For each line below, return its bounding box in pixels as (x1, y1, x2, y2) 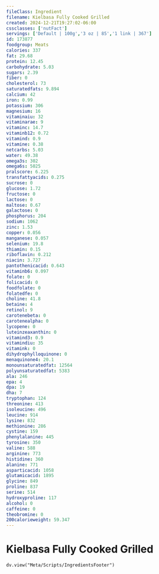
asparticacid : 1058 (6, 467, 54, 473)
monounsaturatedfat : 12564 (6, 362, 73, 368)
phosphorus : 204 (6, 213, 46, 219)
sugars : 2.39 (6, 70, 38, 75)
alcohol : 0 (6, 500, 33, 506)
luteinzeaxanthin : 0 (6, 329, 57, 335)
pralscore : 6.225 (6, 169, 49, 175)
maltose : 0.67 (6, 202, 41, 208)
